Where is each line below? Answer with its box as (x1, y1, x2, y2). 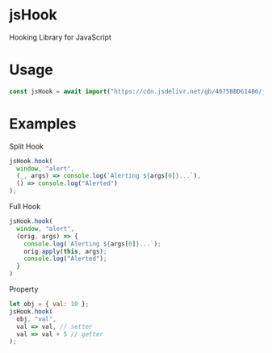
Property (9, 284, 39, 294)
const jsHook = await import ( (9, 87, 111, 95)
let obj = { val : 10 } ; (9, 300, 90, 309)
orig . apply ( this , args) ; (23, 247, 107, 255)
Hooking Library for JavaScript (9, 32, 111, 42)
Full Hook (9, 202, 41, 212)
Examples (9, 115, 77, 132)
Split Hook (9, 141, 44, 151)
